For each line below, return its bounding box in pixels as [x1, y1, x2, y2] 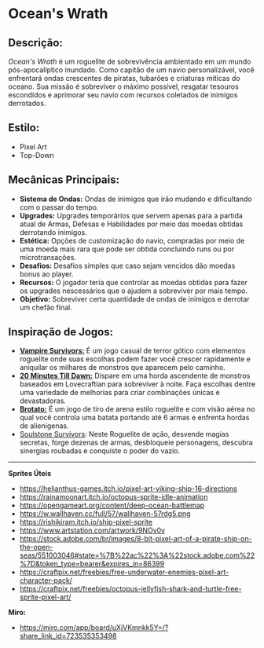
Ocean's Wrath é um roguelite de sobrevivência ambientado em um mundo [8, 57, 251, 66]
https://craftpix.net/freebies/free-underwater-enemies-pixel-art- [19, 567, 229, 577]
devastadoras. [19, 396, 67, 405]
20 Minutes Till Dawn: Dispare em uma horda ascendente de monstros [19, 371, 251, 381]
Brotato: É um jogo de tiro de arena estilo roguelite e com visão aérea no [19, 405, 255, 414]
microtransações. [19, 252, 77, 262]
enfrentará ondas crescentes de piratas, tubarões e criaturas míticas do [8, 74, 241, 82]
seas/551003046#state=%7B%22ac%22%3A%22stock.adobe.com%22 [19, 551, 255, 560]
